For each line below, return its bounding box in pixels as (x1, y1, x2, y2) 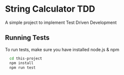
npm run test (9, 65, 36, 70)
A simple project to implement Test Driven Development (5, 19, 117, 25)
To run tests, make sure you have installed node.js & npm (5, 46, 120, 52)
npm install (9, 60, 34, 65)
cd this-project (9, 56, 42, 61)
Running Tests (5, 34, 50, 42)
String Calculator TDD (5, 3, 96, 15)
